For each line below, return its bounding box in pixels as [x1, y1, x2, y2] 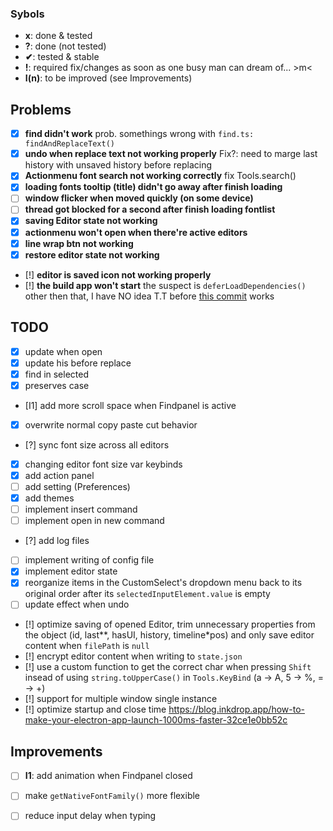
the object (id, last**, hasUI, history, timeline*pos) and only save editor [24, 629, 315, 641]
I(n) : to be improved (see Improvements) [24, 72, 193, 84]
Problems [10, 101, 72, 118]
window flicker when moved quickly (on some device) [24, 192, 254, 204]
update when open [24, 345, 103, 357]
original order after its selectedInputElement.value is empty [24, 588, 271, 600]
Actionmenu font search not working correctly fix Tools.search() [24, 170, 297, 182]
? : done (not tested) [24, 40, 107, 52]
